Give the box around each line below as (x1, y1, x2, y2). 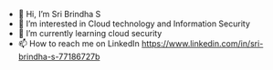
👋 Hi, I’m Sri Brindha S (17, 9, 101, 19)
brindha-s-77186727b (17, 51, 100, 62)
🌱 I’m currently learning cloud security (17, 28, 163, 38)
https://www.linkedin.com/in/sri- (141, 38, 264, 49)
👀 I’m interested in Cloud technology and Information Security (17, 18, 251, 29)
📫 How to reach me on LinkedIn (17, 38, 140, 49)
